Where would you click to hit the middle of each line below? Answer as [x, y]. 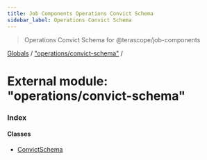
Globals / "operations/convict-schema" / [65, 53]
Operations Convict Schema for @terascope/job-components [112, 39]
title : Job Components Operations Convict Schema [81, 14]
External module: [58, 81]
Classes [19, 134]
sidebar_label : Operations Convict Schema [69, 20]
